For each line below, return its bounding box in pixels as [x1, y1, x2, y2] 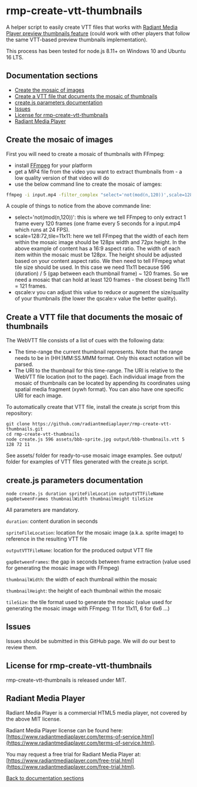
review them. [6, 643, 38, 651]
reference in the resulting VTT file [6, 535, 88, 542]
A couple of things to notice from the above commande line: [6, 202, 151, 209]
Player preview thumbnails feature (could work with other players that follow [6, 29, 191, 36]
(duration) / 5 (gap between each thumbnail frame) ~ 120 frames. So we [14, 270, 189, 277]
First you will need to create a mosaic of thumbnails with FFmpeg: [6, 150, 165, 157]
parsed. [14, 361, 33, 368]
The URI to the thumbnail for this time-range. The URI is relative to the [14, 367, 184, 374]
